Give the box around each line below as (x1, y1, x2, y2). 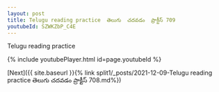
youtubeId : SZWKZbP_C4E (7, 23, 76, 30)
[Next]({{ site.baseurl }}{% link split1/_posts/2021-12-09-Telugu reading (7, 68, 213, 77)
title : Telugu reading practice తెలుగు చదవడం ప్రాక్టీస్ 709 (7, 17, 176, 24)
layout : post (7, 10, 45, 17)
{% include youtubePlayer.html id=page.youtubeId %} (7, 55, 162, 64)
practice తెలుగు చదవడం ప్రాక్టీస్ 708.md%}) (7, 76, 122, 84)
